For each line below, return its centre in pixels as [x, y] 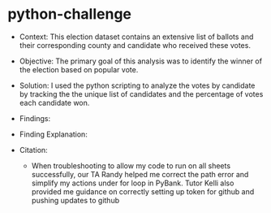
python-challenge [69, 14]
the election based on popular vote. [79, 69]
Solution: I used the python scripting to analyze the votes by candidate [137, 85]
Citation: [33, 150]
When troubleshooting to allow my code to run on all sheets [131, 165]
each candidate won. [54, 102]
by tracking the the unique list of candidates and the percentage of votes [141, 93]
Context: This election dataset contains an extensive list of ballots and [136, 37]
